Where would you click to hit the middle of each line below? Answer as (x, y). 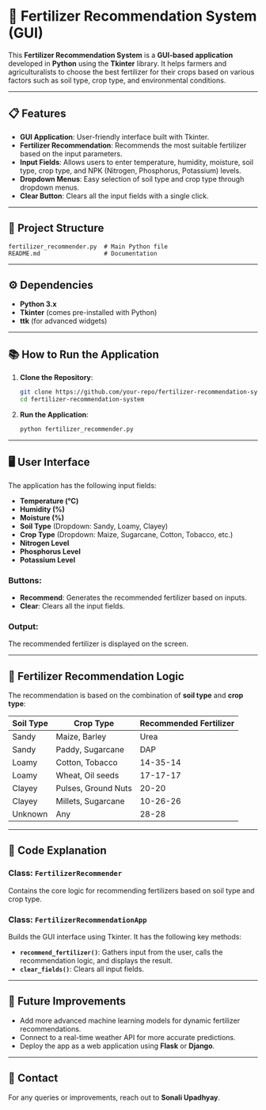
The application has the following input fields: (82, 485)
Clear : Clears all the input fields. (72, 605)
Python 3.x (38, 304)
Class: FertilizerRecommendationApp (78, 920)
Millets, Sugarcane (90, 801)
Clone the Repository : (56, 378)
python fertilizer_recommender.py (76, 429)
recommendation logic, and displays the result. (96, 961)
